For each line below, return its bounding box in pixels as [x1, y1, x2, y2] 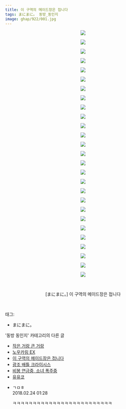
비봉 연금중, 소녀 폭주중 [12, 368, 58, 374]
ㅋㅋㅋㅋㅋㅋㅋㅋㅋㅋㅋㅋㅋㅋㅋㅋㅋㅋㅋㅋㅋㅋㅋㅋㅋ [12, 400, 112, 407]
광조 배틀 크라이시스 [12, 361, 51, 367]
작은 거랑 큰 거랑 [12, 343, 44, 349]
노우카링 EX [12, 349, 36, 355]
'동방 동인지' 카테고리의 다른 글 [5, 333, 65, 339]
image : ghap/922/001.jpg [5, 16, 56, 21]
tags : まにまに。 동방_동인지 [5, 12, 58, 17]
